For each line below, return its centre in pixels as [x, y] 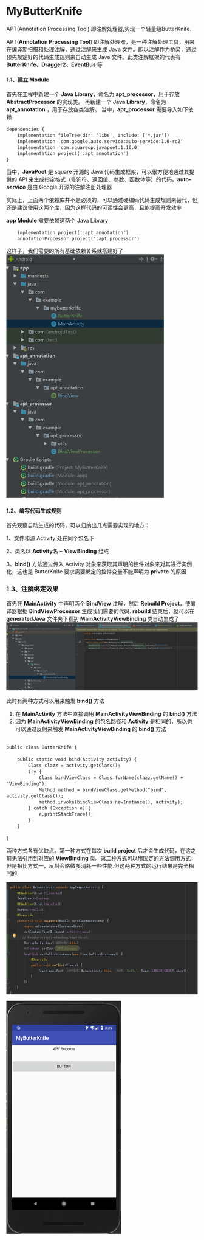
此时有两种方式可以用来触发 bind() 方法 [56, 701]
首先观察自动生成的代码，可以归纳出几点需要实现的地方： [78, 525]
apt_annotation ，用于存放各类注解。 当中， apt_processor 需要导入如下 [97, 109]
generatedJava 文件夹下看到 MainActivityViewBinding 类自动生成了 [93, 618]
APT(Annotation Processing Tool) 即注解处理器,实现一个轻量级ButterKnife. [99, 29]
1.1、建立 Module [28, 80]
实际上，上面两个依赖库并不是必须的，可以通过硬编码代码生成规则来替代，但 [102, 200]
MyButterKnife [45, 11]
